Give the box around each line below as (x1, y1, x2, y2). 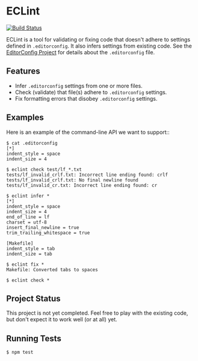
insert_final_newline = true (6, 224, 79, 230)
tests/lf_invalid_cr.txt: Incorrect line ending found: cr (6, 182, 158, 188)
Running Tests (6, 333, 61, 344)
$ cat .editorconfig (6, 140, 58, 146)
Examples (6, 113, 44, 123)
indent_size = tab (6, 251, 52, 257)
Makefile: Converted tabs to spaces (6, 266, 98, 272)
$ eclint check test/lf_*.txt (6, 166, 82, 172)
